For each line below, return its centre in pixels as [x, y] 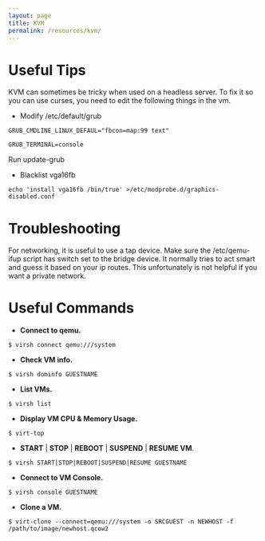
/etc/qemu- [231, 251]
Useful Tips [47, 70]
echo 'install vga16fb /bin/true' [66, 190]
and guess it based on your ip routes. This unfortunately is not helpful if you [133, 268]
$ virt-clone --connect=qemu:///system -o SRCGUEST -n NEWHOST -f [121, 522]
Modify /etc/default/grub [61, 116]
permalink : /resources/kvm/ [55, 30]
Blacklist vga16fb [47, 175]
